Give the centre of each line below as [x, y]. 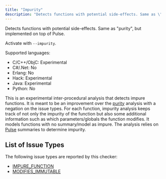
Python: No [24, 88]
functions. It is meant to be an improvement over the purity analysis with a [81, 103]
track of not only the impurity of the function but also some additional [76, 113]
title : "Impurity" [24, 10]
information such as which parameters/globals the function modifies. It [77, 119]
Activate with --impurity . [31, 43]
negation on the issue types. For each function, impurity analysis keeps [78, 108]
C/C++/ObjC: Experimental [40, 62]
